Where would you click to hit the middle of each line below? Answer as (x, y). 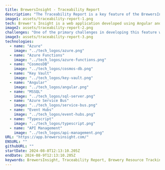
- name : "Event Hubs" (32, 110)
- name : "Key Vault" (30, 73)
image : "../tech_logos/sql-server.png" (55, 96)
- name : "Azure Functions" (37, 55)
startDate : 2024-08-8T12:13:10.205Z (42, 151)
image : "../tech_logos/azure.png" (49, 50)
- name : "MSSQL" (26, 92)
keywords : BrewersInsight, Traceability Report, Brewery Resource (74, 160)
